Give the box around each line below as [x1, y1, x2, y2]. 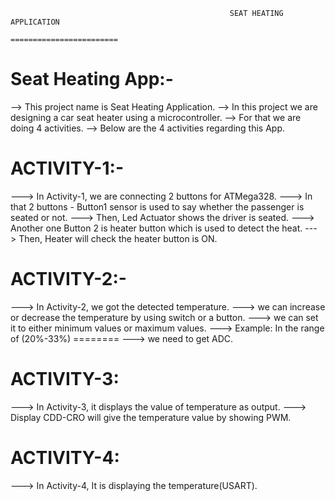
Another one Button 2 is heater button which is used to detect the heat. [10, 222, 303, 234]
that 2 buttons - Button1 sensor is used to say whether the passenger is [10, 200, 305, 213]
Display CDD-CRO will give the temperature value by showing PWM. [10, 411, 292, 423]
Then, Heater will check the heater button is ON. [18, 232, 218, 244]
